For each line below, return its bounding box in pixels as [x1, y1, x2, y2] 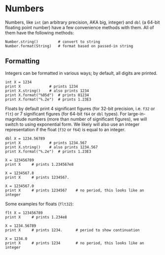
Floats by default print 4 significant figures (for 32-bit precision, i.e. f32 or [5, 106, 155, 111]
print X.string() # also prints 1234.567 [5, 145, 98, 149]
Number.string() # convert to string [5, 39, 100, 44]
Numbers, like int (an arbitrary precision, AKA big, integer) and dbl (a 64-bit [5, 19, 160, 25]
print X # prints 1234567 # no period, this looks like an [5, 188, 144, 193]
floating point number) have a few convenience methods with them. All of [5, 24, 154, 30]
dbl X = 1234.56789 [5, 136, 45, 141]
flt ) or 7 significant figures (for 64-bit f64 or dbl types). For [5, 110, 127, 116]
